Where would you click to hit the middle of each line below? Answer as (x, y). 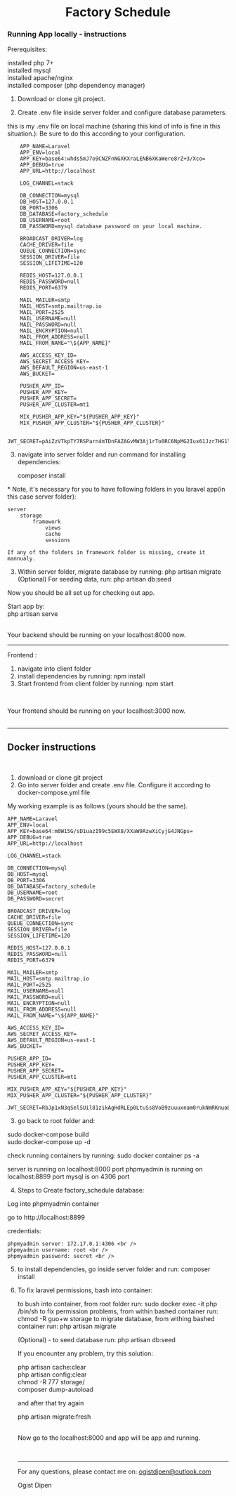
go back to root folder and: (56, 1121)
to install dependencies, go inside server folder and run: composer (114, 1269)
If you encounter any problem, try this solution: (85, 1353)
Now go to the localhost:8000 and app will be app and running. (109, 1438)
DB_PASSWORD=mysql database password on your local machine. (111, 227)
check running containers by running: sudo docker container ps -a (104, 1155)
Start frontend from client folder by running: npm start (96, 684)
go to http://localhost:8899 (46, 1218)
